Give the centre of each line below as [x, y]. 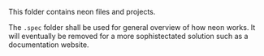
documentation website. [49, 45]
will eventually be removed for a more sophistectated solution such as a [128, 36]
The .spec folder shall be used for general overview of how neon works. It [132, 27]
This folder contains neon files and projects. [82, 12]
